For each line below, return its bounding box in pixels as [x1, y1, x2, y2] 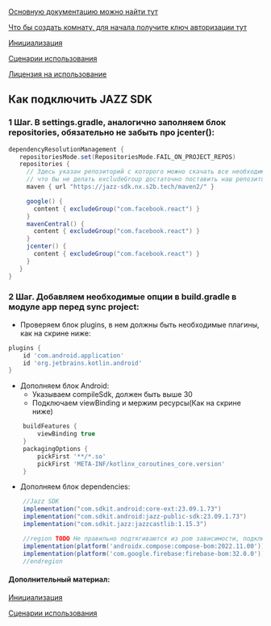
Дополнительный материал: [8, 574, 110, 584]
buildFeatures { [23, 423, 78, 431]
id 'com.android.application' [23, 351, 125, 360]
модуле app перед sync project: [8, 302, 140, 313]
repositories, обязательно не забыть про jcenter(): [8, 127, 215, 138]
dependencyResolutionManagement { [8, 145, 125, 153]
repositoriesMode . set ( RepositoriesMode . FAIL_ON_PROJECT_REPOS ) [19, 152, 236, 161]
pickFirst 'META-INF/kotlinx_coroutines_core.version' [37, 460, 226, 468]
